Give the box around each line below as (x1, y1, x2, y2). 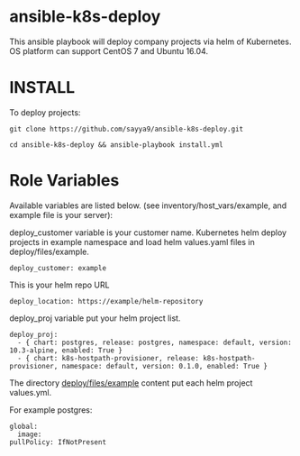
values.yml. (9, 387, 52, 397)
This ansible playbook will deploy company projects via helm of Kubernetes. (9, 36, 292, 47)
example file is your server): (9, 209, 114, 220)
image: (17, 430, 42, 439)
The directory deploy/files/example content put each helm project (9, 377, 253, 388)
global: (9, 422, 39, 431)
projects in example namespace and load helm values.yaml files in (9, 236, 255, 247)
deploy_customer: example (9, 263, 106, 272)
